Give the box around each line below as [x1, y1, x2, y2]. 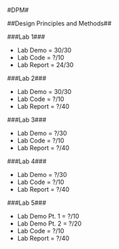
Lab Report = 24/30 [17, 61, 74, 68]
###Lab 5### [7, 199, 46, 207]
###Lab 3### [7, 116, 47, 124]
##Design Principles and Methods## [7, 19, 112, 27]
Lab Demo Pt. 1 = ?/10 [17, 212, 80, 220]
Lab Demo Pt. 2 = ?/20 [17, 219, 82, 228]
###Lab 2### [7, 74, 47, 82]
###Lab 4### [7, 157, 47, 165]
